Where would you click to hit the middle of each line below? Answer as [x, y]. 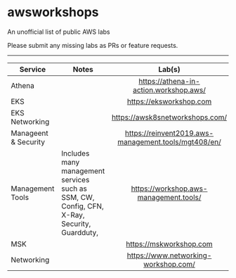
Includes [76, 153]
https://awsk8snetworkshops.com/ [169, 117]
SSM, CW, [78, 197]
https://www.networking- [169, 255]
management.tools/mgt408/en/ [169, 141]
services [76, 179]
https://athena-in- [169, 81]
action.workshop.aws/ [169, 90]
